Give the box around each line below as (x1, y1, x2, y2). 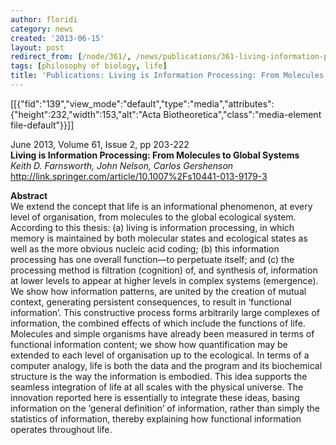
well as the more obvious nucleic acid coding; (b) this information (10, 242, 280, 255)
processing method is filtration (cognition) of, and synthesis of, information (10, 264, 318, 276)
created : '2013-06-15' (10, 33, 105, 43)
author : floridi (10, 14, 78, 25)
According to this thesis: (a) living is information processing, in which (10, 221, 295, 233)
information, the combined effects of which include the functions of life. (10, 317, 306, 329)
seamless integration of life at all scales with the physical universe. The (10, 381, 304, 393)
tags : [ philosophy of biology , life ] (10, 61, 168, 71)
